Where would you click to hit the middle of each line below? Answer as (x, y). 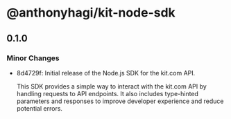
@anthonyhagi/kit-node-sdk (91, 13)
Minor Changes (33, 58)
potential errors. (40, 108)
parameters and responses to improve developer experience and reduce (120, 101)
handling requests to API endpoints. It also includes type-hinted (108, 93)
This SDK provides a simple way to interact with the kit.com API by (112, 86)
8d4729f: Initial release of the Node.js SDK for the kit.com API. (106, 73)
